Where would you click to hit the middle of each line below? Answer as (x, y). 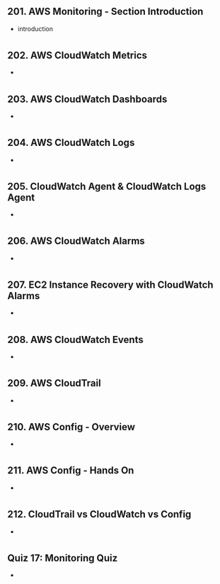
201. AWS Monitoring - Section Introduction (105, 12)
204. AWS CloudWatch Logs (71, 143)
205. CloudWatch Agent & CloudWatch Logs (107, 186)
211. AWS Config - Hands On (71, 471)
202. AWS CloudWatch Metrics (77, 55)
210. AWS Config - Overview (71, 427)
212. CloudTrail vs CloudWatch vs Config (99, 514)
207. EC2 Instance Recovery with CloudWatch (110, 285)
